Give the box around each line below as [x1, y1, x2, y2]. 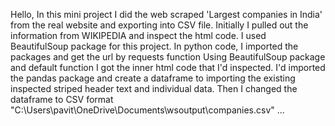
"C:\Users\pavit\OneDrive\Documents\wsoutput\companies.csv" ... [10, 104, 285, 116]
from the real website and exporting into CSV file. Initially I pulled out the [10, 19, 309, 31]
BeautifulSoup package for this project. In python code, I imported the [10, 40, 299, 52]
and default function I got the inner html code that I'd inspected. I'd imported [10, 62, 326, 73]
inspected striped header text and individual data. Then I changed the [10, 83, 298, 94]
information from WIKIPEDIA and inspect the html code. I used [10, 30, 267, 41]
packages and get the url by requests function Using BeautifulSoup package [10, 51, 326, 63]
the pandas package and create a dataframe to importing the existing [10, 72, 296, 84]
